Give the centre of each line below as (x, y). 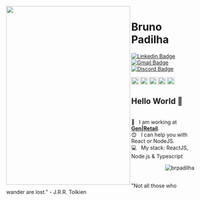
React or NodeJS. (153, 141)
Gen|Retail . (145, 128)
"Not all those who (154, 185)
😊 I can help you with (159, 135)
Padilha (150, 40)
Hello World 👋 (157, 101)
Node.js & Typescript (157, 156)
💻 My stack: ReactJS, (160, 148)
